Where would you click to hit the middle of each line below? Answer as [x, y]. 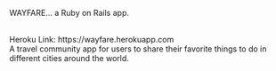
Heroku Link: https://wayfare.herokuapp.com [92, 39]
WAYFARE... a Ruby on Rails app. [69, 13]
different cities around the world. [69, 58]
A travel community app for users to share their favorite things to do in [138, 49]
